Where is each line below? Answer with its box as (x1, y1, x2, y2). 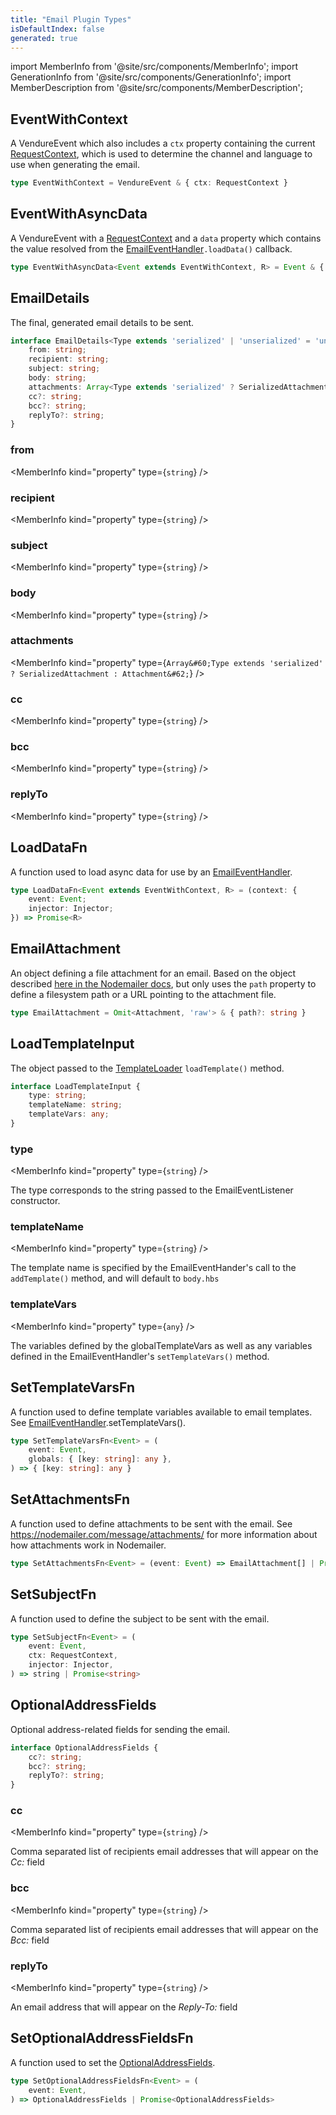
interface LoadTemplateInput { (10, 1081, 141, 1091)
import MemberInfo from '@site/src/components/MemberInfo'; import (10, 61, 299, 73)
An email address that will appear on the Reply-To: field (10, 2001, 238, 2013)
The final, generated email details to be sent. (10, 316, 195, 328)
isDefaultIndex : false (10, 24, 105, 34)
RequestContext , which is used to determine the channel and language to (10, 148, 313, 160)
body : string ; (28, 373, 87, 383)
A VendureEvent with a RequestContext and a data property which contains (10, 232, 322, 244)
